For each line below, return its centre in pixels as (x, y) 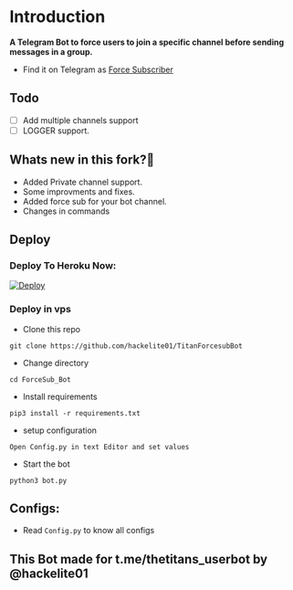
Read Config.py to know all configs (89, 531)
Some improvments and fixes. (78, 191)
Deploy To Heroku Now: (63, 265)
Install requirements (60, 396)
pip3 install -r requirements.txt (75, 413)
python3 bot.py (38, 480)
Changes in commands (66, 211)
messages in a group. (51, 51)
